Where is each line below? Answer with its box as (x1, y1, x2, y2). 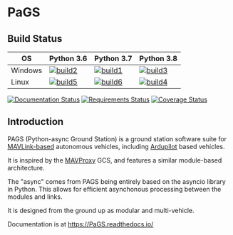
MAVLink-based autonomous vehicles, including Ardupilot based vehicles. (7, 142, 225, 151)
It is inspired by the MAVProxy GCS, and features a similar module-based (7, 155, 222, 164)
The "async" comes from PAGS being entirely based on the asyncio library (7, 177, 226, 185)
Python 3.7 (93, 54, 133, 63)
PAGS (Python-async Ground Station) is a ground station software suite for (7, 134, 227, 143)
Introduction (7, 116, 64, 128)
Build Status (7, 33, 63, 45)
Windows (11, 65, 43, 75)
